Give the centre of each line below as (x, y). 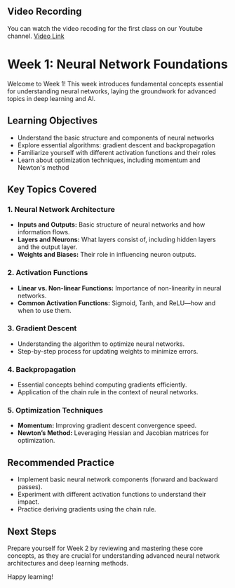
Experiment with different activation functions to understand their (112, 495)
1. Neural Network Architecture (61, 209)
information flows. (43, 232)
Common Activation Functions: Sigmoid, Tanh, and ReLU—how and (116, 303)
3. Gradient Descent (42, 328)
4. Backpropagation (41, 369)
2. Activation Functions (48, 273)
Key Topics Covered (52, 189)
